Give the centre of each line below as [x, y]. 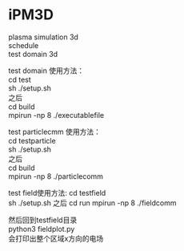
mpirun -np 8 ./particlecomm [56, 176]
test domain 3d [33, 54]
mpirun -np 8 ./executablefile [56, 115]
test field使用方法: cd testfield [57, 192]
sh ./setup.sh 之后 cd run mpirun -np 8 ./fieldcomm [93, 203]
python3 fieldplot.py [42, 229]
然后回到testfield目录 [43, 220]
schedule [24, 45]
